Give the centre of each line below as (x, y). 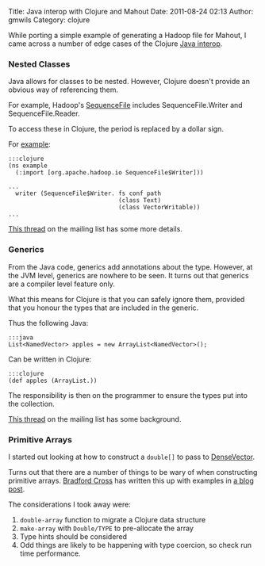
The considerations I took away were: (69, 504)
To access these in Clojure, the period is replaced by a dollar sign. (116, 129)
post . (17, 489)
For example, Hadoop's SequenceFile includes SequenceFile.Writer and (126, 105)
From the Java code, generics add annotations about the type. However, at (131, 267)
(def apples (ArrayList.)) (53, 381)
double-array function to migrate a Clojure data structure (113, 519)
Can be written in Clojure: (50, 359)
